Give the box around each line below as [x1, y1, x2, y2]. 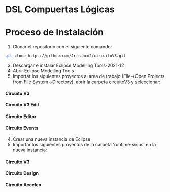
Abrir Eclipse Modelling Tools [12, 68, 74, 74]
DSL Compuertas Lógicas [5, 4, 115, 15]
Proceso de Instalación [5, 27, 104, 39]
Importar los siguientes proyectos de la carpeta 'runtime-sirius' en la [12, 141, 156, 147]
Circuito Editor [5, 113, 37, 120]
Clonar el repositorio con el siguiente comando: [12, 44, 112, 50]
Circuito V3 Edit [5, 102, 40, 108]
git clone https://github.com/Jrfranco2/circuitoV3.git [5, 53, 126, 59]
